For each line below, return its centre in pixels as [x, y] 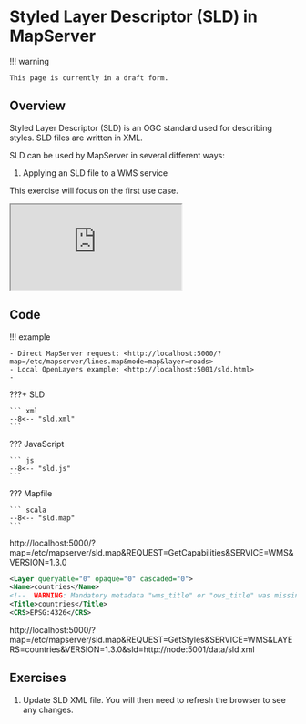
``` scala [28, 510]
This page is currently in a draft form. [89, 78]
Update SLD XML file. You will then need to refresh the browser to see [154, 699]
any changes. [48, 709]
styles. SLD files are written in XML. [76, 138]
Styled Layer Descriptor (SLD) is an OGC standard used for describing [141, 127]
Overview [38, 106]
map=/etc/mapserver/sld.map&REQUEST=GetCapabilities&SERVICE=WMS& [152, 552]
